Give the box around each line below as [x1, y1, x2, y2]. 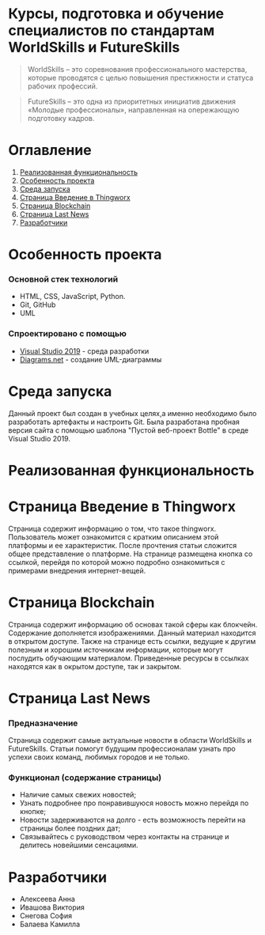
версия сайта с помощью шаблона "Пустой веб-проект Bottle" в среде [8, 425, 249, 435]
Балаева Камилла [19, 919, 81, 929]
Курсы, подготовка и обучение [8, 5, 225, 23]
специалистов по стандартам [8, 21, 215, 40]
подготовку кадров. [27, 113, 95, 123]
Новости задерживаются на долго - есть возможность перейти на [19, 816, 246, 825]
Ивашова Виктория [19, 903, 85, 912]
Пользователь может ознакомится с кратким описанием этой [8, 532, 219, 542]
